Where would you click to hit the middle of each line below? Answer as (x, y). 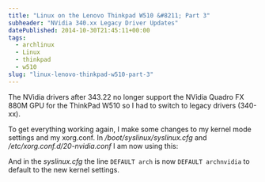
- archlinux (35, 45)
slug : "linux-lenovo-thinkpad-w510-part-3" (81, 74)
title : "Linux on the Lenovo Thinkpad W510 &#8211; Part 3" (110, 15)
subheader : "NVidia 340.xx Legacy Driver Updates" (93, 23)
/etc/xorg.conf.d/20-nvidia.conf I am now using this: (93, 146)
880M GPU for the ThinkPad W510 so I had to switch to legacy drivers (122, 105)
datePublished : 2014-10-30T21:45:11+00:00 (79, 30)
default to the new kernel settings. (64, 169)
